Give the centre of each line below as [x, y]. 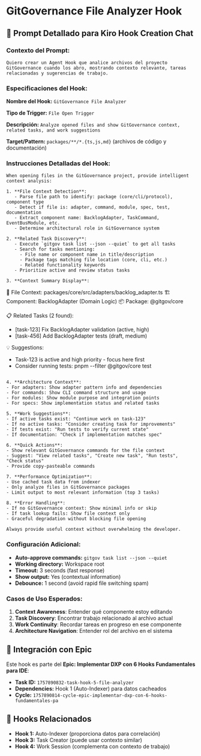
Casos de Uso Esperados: [44, 599]
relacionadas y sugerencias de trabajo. [58, 73]
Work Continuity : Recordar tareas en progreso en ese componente [98, 624]
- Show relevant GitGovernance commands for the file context [85, 451]
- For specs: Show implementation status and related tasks [83, 404]
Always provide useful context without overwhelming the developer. [94, 530]
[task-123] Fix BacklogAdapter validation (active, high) [82, 330]
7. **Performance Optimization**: [49, 477]
